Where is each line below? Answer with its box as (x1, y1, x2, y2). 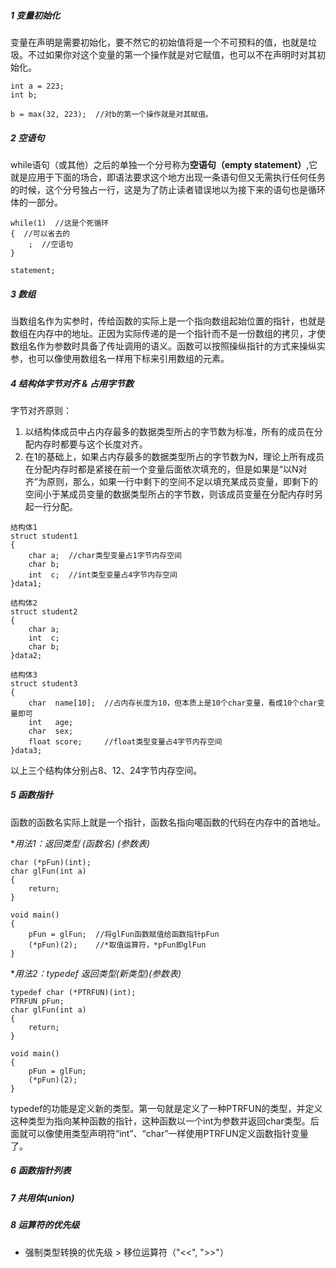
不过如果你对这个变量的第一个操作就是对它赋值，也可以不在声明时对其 (27, 48, 317, 60)
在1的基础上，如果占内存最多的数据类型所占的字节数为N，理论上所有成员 (24, 450, 325, 462)
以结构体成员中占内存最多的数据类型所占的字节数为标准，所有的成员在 (24, 425, 315, 437)
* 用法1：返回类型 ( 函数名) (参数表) (10, 837, 151, 849)
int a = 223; (10, 81, 65, 91)
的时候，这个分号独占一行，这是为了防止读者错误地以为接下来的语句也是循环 (10, 183, 326, 195)
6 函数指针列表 (10, 1165, 72, 1177)
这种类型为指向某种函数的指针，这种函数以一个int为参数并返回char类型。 (10, 1115, 311, 1127)
